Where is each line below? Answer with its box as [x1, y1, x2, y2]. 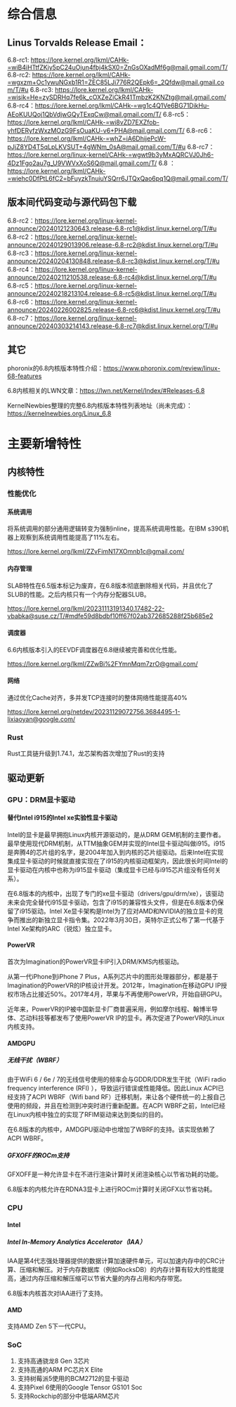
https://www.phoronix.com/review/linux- [103, 363, 221, 372]
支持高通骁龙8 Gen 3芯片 [17, 1357, 90, 1366]
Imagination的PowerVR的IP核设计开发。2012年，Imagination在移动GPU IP [7, 981, 221, 990]
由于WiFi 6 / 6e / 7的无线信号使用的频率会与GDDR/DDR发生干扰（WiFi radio [7, 1075, 227, 1083]
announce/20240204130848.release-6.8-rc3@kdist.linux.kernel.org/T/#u [7, 257, 220, 265]
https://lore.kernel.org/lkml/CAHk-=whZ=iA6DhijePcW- [7, 134, 166, 143]
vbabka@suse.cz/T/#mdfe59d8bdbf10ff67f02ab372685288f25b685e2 [7, 611, 214, 620]
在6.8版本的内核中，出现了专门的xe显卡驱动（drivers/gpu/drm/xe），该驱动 [7, 889, 224, 897]
